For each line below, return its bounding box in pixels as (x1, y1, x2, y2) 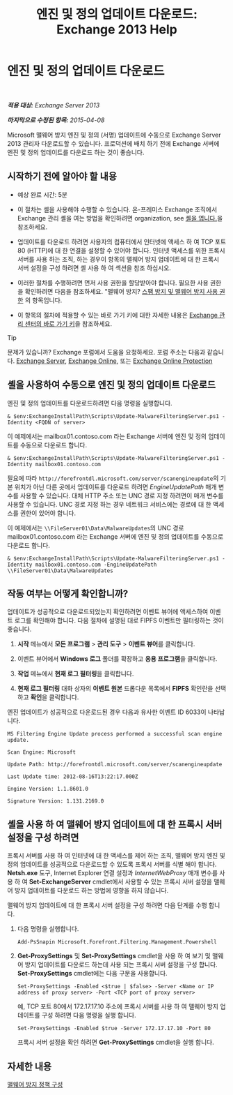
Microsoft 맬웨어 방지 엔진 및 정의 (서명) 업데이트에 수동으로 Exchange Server (7, 131, 221, 139)
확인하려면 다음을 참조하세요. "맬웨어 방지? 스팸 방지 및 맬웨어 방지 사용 (24, 287, 218, 295)
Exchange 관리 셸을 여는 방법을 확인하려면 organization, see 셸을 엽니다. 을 (17, 214, 223, 222)
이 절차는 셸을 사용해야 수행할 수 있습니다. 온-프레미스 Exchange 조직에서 (17, 205, 218, 214)
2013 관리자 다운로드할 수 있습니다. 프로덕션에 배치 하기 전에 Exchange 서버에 (7, 139, 220, 147)
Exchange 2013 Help (56, 22, 177, 38)
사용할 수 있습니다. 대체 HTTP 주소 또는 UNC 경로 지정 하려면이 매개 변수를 (19, 491, 224, 500)
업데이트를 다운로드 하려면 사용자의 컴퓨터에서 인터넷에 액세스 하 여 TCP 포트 (17, 237, 227, 246)
